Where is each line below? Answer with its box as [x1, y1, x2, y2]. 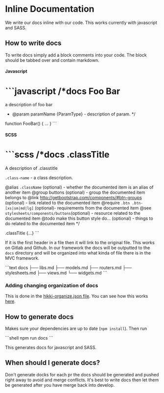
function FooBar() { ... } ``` [5, 121, 57, 127]
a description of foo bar [5, 102, 53, 108]
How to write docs [5, 39, 62, 47]
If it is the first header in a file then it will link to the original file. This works [5, 239, 155, 245]
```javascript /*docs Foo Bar [5, 86, 120, 96]
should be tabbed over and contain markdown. [5, 57, 99, 63]
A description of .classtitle [5, 165, 58, 171]
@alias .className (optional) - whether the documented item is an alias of [5, 184, 154, 190]
